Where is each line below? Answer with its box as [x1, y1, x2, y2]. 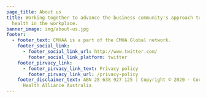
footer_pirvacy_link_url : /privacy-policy [28, 71, 139, 77]
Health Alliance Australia [22, 83, 92, 89]
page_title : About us [6, 9, 62, 15]
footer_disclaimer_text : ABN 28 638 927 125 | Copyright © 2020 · [17, 77, 191, 83]
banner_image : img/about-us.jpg [6, 26, 89, 32]
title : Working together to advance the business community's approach [6, 15, 193, 21]
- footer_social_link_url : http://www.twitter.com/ [22, 49, 158, 55]
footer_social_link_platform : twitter [28, 54, 128, 60]
